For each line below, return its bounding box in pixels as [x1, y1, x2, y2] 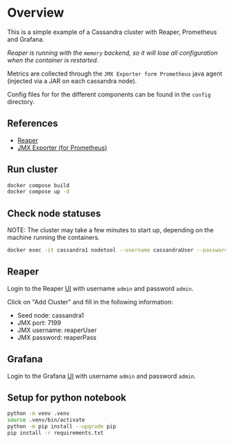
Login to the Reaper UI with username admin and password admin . [7, 284, 194, 293]
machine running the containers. [7, 234, 101, 242]
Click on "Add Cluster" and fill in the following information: [7, 297, 173, 306]
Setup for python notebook [7, 392, 127, 403]
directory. [7, 97, 35, 105]
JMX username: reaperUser [17, 326, 97, 334]
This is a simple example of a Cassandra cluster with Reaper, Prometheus [7, 28, 217, 36]
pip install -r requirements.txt [7, 430, 104, 437]
